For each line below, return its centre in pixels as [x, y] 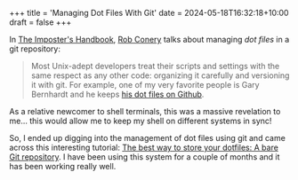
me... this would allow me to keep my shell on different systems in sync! [141, 121]
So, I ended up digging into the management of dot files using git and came [148, 138]
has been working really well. [63, 166]
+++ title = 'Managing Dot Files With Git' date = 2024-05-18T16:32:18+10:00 [149, 13]
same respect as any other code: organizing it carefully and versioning [160, 75]
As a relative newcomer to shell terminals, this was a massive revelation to [145, 111]
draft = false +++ [40, 22]
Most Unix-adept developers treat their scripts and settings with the [155, 66]
